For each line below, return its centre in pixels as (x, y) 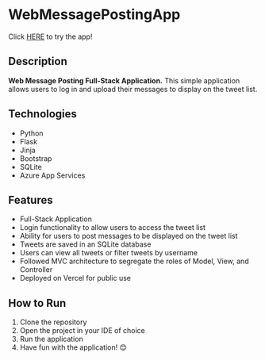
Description (38, 61)
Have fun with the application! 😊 (73, 347)
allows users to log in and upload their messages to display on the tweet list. (133, 89)
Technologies (43, 114)
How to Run (37, 303)
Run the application (51, 339)
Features (31, 200)
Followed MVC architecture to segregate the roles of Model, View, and (134, 261)
